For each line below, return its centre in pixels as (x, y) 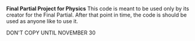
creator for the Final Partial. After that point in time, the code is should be (97, 15)
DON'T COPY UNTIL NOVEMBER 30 (51, 33)
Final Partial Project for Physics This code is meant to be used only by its (98, 9)
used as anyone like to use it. (42, 21)
